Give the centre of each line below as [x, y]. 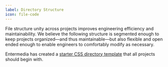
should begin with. [24, 59]
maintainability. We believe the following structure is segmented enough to [82, 34]
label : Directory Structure [35, 10]
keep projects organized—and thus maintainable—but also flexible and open [84, 39]
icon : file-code [22, 14]
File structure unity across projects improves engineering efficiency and [79, 28]
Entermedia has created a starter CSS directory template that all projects [80, 54]
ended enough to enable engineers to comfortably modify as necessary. [80, 44]
